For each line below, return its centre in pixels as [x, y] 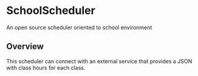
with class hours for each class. [46, 67]
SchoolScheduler [51, 11]
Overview [25, 47]
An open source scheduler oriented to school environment [79, 27]
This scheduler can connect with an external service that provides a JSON [99, 61]
